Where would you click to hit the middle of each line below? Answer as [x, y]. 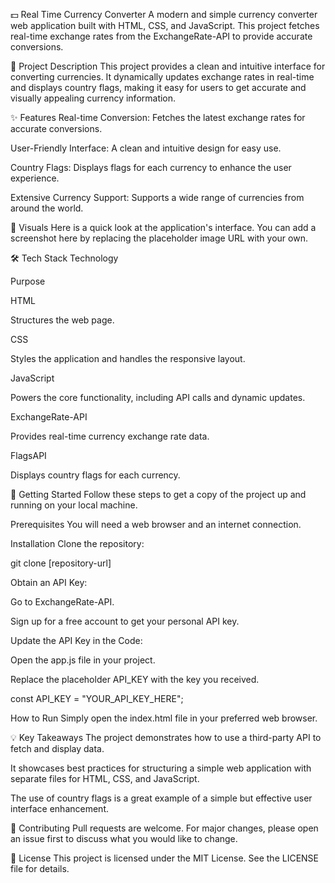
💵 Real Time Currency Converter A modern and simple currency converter [164, 14]
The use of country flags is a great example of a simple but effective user [161, 798]
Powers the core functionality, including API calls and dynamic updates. [158, 397]
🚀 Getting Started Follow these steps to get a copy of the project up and [158, 494]
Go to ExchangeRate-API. [62, 602]
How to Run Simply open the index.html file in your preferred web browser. [164, 718]
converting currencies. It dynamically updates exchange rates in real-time [162, 77]
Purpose [28, 281]
